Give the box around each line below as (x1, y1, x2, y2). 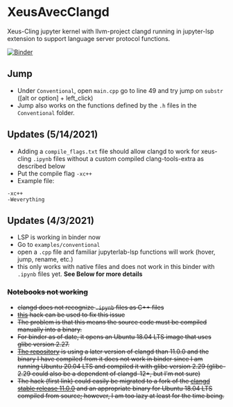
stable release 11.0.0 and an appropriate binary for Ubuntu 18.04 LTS (17, 384, 213, 392)
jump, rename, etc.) (17, 255, 74, 263)
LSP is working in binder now (17, 233, 101, 241)
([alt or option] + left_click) (17, 94, 94, 102)
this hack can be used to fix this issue (17, 310, 126, 319)
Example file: (17, 176, 55, 184)
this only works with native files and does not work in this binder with (17, 263, 215, 271)
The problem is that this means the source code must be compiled (17, 318, 207, 326)
